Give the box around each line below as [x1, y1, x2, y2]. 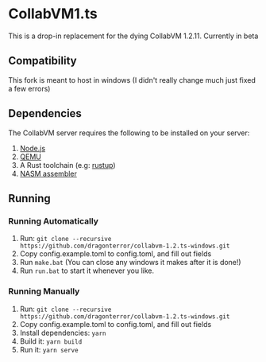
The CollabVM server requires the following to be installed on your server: [8, 128, 250, 138]
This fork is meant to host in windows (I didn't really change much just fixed [8, 75, 256, 84]
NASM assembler [19, 169, 78, 178]
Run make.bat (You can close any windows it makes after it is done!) [19, 258, 241, 267]
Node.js [19, 143, 46, 153]
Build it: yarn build [19, 336, 83, 346]
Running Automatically [8, 216, 99, 227]
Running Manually [8, 286, 80, 297]
